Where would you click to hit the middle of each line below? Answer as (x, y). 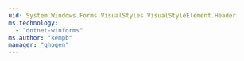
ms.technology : (33, 23)
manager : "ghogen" (39, 45)
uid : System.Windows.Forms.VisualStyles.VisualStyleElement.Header (122, 15)
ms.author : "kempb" (41, 38)
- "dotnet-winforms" (49, 30)
